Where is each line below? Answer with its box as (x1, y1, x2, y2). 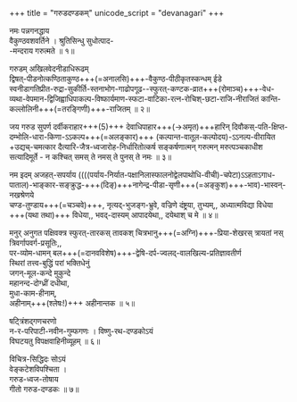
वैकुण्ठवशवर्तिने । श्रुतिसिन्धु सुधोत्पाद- (9, 36, 114, 46)
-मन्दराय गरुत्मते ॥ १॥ (9, 46, 75, 56)
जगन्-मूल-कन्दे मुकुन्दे (9, 268, 71, 278)
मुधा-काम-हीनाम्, (9, 288, 57, 298)
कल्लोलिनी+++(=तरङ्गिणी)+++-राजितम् (9, 104, 131, 114)
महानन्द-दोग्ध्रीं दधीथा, (9, 278, 70, 289)
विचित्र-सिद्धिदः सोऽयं (9, 354, 66, 364)
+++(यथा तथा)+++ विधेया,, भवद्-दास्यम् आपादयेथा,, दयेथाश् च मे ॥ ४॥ (9, 210, 219, 220)
